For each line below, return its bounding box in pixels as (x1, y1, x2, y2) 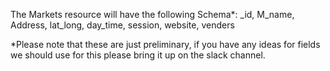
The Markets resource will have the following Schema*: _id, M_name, (10, 9, 295, 20)
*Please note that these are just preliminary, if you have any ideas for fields (10, 39, 321, 50)
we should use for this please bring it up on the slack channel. (10, 49, 266, 61)
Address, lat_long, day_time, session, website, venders (10, 19, 235, 31)
